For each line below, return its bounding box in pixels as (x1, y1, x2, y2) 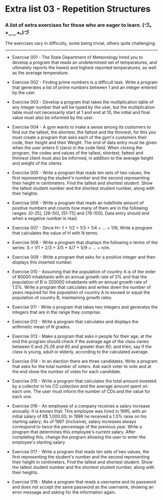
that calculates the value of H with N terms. (12, 230, 99, 236)
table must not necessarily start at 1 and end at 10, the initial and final (12, 110, 150, 115)
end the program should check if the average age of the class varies (12, 339, 149, 345)
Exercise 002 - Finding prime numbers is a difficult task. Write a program (12, 79, 158, 85)
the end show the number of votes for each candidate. (12, 369, 121, 375)
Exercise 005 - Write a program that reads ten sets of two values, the (12, 170, 150, 176)
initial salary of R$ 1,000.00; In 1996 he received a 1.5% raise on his (12, 413, 147, 420)
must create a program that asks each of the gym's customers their (12, 135, 147, 140)
